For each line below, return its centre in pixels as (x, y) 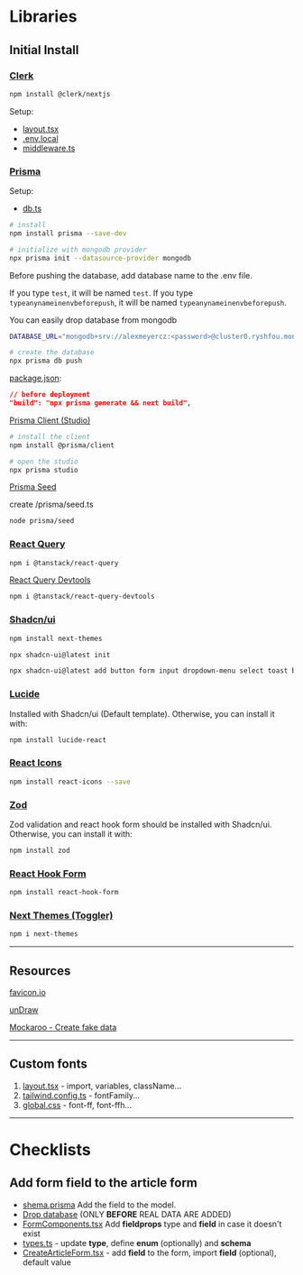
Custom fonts (49, 1064)
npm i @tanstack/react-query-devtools (82, 597)
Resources (40, 971)
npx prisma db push (46, 361)
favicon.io (28, 992)
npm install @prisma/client (62, 445)
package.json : (36, 378)
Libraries (43, 17)
